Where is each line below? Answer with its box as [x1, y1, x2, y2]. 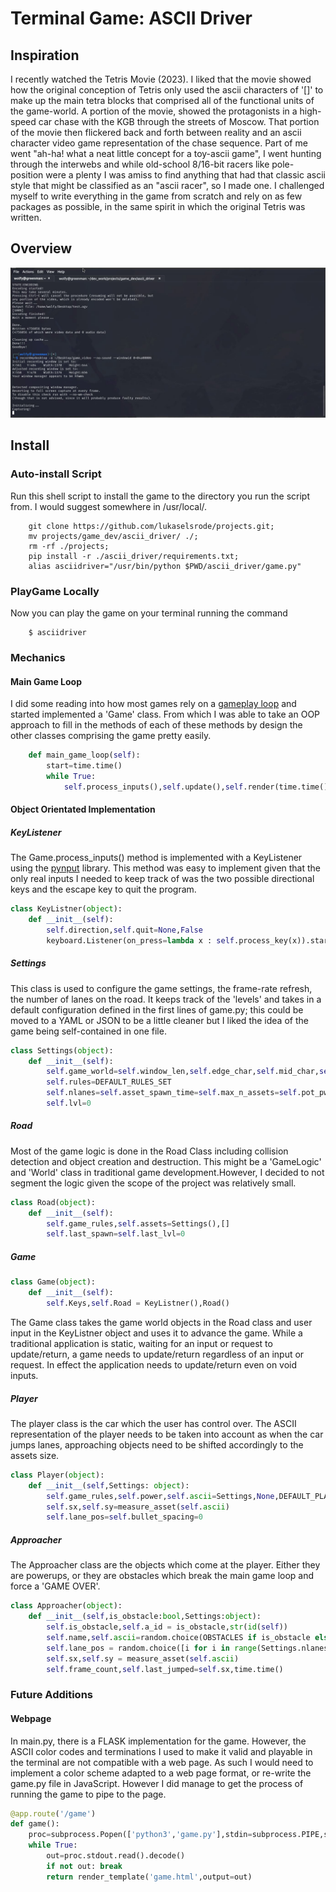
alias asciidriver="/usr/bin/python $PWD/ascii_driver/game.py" [28, 561, 302, 571]
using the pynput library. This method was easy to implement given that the [10, 862, 322, 874]
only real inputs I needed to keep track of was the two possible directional [10, 873, 315, 885]
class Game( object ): [10, 1277, 97, 1287]
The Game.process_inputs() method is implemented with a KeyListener [10, 852, 303, 864]
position [10, 169, 44, 181]
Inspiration [10, 47, 80, 64]
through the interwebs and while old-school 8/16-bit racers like [10, 158, 270, 170]
